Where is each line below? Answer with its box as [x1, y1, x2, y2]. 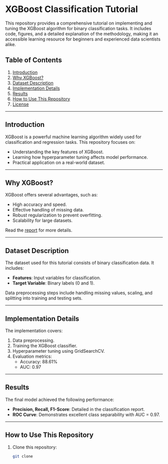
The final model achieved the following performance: [5, 396, 114, 402]
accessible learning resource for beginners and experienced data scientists [5, 36, 161, 42]
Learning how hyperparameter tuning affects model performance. [12, 154, 148, 160]
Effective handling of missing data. [12, 207, 84, 213]
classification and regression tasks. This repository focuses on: [5, 139, 136, 145]
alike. [5, 41, 16, 47]
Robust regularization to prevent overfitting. [12, 212, 102, 218]
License [12, 101, 29, 107]
